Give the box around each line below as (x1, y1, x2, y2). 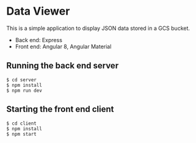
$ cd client (6, 120, 37, 127)
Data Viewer (6, 4, 70, 18)
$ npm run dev (6, 87, 43, 94)
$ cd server (6, 76, 37, 83)
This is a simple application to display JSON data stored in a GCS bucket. (6, 24, 191, 32)
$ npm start (6, 131, 37, 137)
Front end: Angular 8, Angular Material (15, 43, 112, 50)
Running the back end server (6, 61, 119, 71)
